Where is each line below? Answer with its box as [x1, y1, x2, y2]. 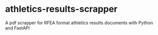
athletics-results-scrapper [5, 3, 118, 15]
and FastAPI [5, 25, 30, 31]
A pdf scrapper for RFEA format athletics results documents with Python [5, 20, 153, 26]
